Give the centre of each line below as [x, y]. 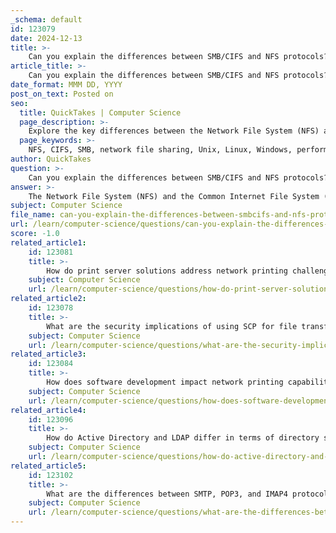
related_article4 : [48, 410]
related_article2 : [48, 299]
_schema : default [46, 19]
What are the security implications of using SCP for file [172, 326]
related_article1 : [48, 242]
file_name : [33, 215]
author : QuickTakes [51, 159]
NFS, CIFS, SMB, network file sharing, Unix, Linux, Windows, [160, 150]
